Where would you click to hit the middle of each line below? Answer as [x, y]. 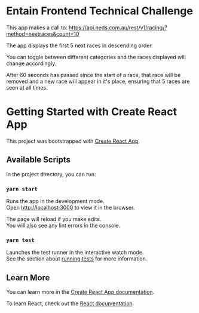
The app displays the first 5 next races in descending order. [80, 45]
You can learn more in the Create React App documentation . [80, 292]
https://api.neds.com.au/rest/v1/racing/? [118, 27]
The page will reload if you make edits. [54, 219]
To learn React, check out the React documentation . [70, 303]
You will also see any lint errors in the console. [63, 225]
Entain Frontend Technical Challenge [99, 11]
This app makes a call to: [37, 27]
